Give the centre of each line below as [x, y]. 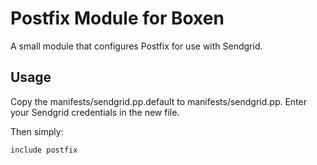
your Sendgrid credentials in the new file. [95, 112]
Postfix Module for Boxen [117, 18]
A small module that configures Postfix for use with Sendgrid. [136, 46]
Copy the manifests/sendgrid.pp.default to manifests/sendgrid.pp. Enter [159, 101]
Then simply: [37, 131]
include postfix [44, 150]
